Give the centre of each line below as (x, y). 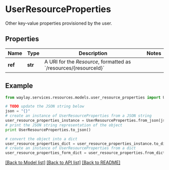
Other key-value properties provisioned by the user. (59, 23)
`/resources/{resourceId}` (74, 68)
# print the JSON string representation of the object (64, 125)
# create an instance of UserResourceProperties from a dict (71, 148)
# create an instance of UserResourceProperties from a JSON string (78, 116)
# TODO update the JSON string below (45, 107)
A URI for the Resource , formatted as (88, 61)
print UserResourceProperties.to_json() (48, 130)
